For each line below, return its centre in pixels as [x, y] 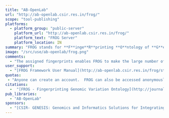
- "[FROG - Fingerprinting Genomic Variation [59, 89]
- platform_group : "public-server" [47, 29]
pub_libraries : [21, 94]
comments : [16, 56]
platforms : [17, 24]
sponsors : [16, 103]
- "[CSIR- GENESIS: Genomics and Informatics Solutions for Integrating [88, 108]
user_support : [20, 66]
